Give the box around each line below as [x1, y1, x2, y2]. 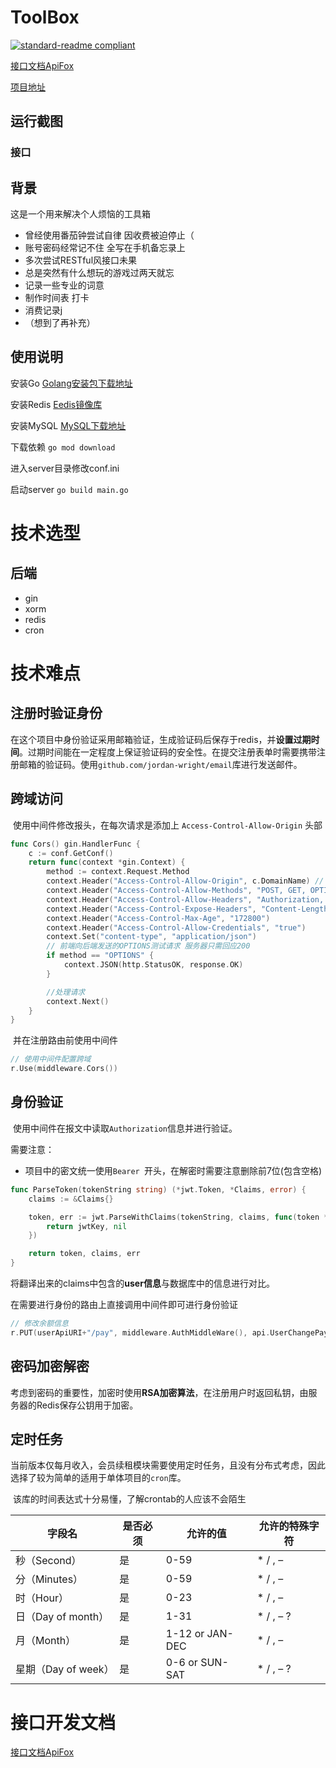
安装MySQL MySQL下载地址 [10, 419, 127, 431]
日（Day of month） [15, 1610, 110, 1624]
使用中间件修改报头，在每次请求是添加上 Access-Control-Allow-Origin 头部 [12, 819, 323, 831]
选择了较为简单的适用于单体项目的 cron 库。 [10, 1472, 187, 1484]
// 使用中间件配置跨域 [10, 1054, 92, 1065]
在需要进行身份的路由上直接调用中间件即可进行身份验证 [10, 1299, 238, 1310]
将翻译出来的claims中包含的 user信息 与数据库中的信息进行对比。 [10, 1277, 275, 1289]
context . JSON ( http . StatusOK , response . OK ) [63, 960, 244, 970]
